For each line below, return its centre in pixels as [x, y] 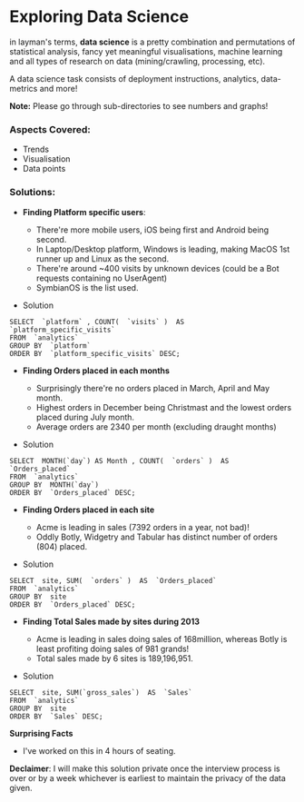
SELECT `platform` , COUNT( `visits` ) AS [97, 322]
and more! [59, 88]
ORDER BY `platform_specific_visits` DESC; [95, 353]
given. [21, 787]
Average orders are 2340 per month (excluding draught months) [156, 426]
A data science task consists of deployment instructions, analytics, [134, 78]
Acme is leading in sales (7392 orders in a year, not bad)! [142, 527]
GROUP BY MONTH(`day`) [54, 485]
